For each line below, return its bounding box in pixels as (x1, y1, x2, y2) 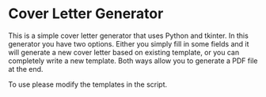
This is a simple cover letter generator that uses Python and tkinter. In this (8, 31, 249, 40)
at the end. (8, 64, 44, 73)
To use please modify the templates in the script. (8, 80, 168, 89)
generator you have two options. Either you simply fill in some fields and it (8, 39, 249, 48)
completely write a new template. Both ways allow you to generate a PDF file (8, 56, 258, 65)
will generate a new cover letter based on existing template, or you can (8, 47, 240, 57)
